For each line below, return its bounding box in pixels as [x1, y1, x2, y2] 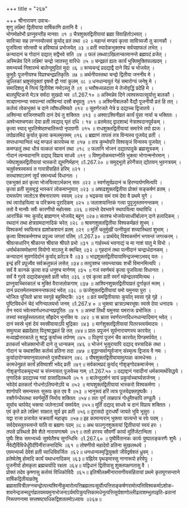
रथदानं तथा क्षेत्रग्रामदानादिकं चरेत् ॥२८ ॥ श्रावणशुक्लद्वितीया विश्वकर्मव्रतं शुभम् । [6, 219, 154, 226]
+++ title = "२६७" [6, 5, 48, 12]
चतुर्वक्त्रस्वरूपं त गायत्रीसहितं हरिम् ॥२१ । [6, 165, 86, 173]
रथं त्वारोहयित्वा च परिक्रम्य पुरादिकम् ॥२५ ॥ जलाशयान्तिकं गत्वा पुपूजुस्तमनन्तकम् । [6, 199, 164, 206]
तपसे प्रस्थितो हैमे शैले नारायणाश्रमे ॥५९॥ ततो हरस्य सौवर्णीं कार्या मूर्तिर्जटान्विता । [6, 428, 157, 435]
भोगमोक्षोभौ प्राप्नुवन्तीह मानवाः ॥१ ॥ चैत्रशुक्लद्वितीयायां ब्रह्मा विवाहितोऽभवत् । [6, 31, 147, 38]
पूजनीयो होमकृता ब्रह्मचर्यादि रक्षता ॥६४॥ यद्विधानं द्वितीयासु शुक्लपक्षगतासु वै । [6, 462, 150, 469]
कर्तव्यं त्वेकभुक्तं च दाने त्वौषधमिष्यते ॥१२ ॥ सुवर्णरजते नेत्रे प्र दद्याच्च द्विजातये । [6, 105, 155, 111]
